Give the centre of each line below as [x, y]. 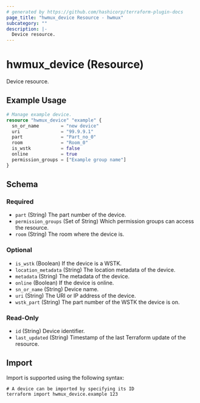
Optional [19, 250]
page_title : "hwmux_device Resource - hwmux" [65, 18]
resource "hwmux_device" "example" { [54, 120]
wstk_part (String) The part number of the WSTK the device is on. [98, 302]
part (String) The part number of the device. [71, 215]
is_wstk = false [46, 149]
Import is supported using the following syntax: [65, 377]
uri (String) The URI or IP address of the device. [75, 295]
